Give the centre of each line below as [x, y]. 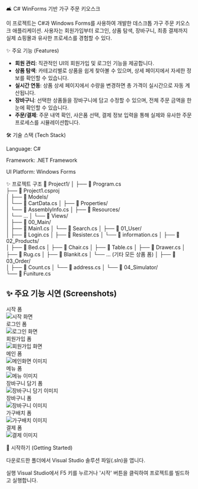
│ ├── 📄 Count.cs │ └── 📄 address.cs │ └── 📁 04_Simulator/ [82, 267]
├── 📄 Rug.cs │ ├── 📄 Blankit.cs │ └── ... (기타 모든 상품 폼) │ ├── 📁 [91, 254]
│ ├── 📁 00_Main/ [29, 222]
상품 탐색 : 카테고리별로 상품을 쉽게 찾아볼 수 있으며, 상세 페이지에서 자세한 [100, 71]
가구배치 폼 [19, 413]
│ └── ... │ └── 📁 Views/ [37, 216]
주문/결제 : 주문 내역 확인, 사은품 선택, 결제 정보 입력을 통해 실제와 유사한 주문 [103, 115]
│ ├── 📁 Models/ [27, 197]
